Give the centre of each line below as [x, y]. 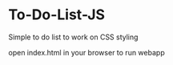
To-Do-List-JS [57, 15]
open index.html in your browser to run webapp [87, 52]
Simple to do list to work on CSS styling [73, 37]
